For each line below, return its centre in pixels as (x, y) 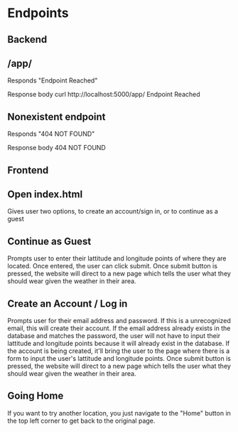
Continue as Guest (49, 241)
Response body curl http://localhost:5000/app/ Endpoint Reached (104, 95)
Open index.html (45, 194)
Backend (27, 39)
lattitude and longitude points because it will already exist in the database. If (119, 344)
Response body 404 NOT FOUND (57, 148)
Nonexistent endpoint (56, 116)
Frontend (28, 170)
